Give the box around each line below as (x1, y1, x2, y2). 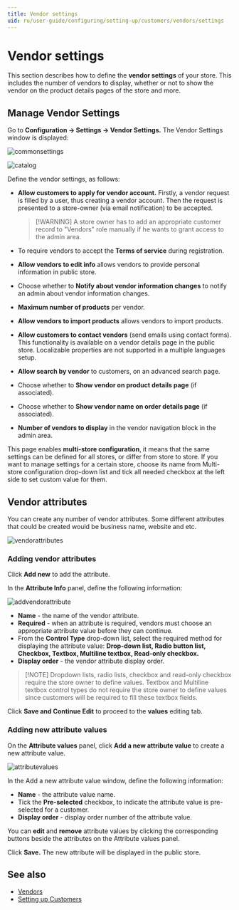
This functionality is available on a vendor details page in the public (17, 338, 216, 347)
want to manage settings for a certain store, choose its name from (7, 460, 201, 469)
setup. (17, 353, 37, 362)
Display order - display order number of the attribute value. (17, 812, 193, 821)
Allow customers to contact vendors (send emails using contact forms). (17, 330, 232, 339)
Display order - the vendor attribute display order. (17, 657, 165, 666)
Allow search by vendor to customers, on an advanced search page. (17, 367, 221, 376)
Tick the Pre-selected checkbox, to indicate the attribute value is (17, 797, 209, 806)
